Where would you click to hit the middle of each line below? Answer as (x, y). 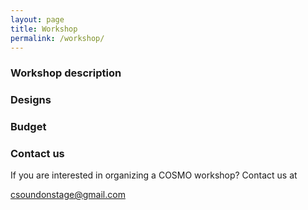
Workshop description (66, 73)
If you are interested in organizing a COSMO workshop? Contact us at (154, 175)
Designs (31, 100)
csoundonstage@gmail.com (68, 195)
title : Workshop (44, 29)
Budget (28, 127)
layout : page (37, 19)
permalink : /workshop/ (57, 38)
